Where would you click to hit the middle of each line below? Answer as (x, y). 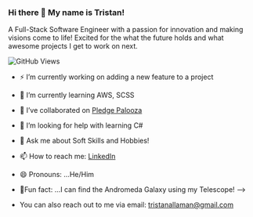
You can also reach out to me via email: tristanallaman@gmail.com (127, 205)
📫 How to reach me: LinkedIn (67, 157)
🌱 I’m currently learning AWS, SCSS (77, 95)
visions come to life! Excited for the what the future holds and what (116, 38)
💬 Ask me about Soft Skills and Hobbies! (84, 141)
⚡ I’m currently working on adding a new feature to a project (116, 77)
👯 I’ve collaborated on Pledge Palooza (81, 110)
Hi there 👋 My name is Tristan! (67, 13)
